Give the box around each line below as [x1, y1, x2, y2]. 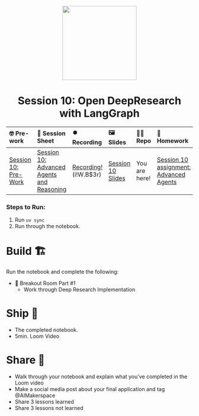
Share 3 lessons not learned [14, 405, 84, 412]
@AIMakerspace [14, 392, 56, 399]
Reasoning [37, 185, 67, 193]
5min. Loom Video [14, 332, 60, 340]
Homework [156, 137, 189, 145]
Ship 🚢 [6, 307, 38, 320]
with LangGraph [59, 107, 140, 120]
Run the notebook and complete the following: [6, 268, 119, 276]
